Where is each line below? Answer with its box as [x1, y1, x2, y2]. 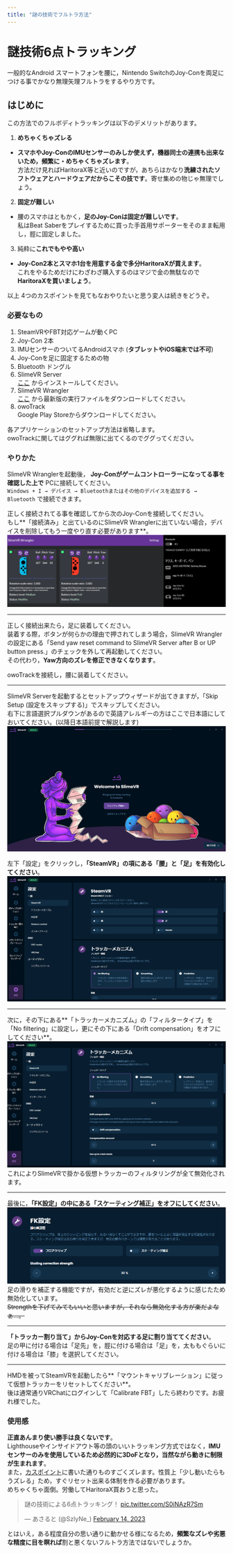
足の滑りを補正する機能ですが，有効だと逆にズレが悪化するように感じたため [7, 1285, 226, 1294]
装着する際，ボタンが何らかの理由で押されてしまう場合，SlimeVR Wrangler [7, 630, 223, 638]
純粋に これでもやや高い [17, 245, 85, 253]
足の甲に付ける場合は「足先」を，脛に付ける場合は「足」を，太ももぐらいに [7, 1341, 226, 1349]
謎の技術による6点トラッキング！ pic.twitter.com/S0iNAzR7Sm [24, 1500, 203, 1509]
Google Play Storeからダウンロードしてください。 [17, 410, 160, 419]
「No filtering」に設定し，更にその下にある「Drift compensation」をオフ [7, 1024, 215, 1033]
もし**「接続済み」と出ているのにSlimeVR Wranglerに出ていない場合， [7, 517, 211, 526]
